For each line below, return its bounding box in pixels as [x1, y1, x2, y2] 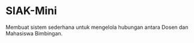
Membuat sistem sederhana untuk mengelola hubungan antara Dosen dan [5, 24, 189, 31]
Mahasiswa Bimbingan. [5, 29, 63, 37]
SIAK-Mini [5, 4, 57, 18]
